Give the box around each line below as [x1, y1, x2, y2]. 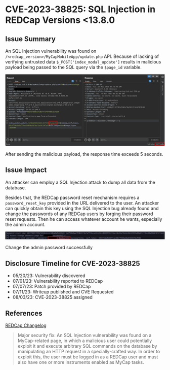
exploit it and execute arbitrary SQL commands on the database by [17, 343, 157, 349]
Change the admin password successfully [5, 245, 93, 251]
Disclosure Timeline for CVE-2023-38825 [5, 259, 140, 267]
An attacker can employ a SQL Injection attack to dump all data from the [5, 179, 155, 185]
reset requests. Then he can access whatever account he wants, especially [5, 216, 162, 222]
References [5, 309, 42, 318]
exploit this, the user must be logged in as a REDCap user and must [17, 354, 158, 360]
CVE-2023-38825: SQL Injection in [5, 4, 156, 15]
